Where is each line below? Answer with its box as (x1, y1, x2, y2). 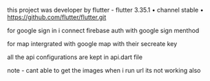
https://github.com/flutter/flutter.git (7, 13, 107, 21)
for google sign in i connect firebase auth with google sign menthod (7, 27, 200, 34)
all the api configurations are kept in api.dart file (7, 53, 143, 61)
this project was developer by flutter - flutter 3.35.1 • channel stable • (7, 6, 204, 14)
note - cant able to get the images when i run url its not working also (7, 67, 201, 74)
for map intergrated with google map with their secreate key (7, 40, 178, 47)
